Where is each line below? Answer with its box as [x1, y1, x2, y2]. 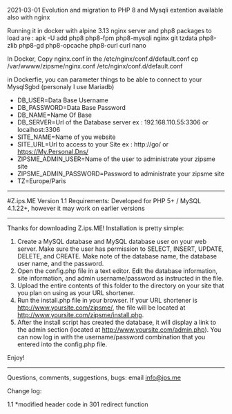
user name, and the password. [17, 259, 104, 267]
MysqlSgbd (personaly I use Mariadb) [7, 83, 115, 91]
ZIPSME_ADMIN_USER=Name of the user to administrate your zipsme [17, 155, 215, 163]
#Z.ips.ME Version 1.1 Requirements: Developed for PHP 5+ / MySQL [7, 197, 202, 205]
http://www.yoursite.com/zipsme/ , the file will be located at [17, 303, 186, 312]
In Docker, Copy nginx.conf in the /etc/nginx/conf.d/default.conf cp [7, 55, 199, 63]
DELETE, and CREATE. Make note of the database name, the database [17, 252, 217, 260]
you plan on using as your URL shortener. [17, 289, 135, 297]
